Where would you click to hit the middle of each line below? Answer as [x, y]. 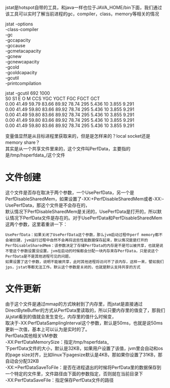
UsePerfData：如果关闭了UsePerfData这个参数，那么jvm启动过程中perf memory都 [82, 235]
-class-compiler [22, 29]
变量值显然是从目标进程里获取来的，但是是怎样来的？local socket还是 [78, 136]
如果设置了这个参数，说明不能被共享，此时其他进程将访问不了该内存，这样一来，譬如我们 [84, 262]
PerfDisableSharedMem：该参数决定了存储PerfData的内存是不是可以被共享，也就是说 [84, 245]
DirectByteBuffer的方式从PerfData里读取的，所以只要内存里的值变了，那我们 [85, 310]
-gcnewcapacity [22, 62]
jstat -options [19, 24]
